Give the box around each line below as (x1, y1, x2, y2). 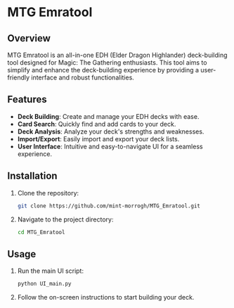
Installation (7, 170, 58, 182)
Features (7, 94, 47, 105)
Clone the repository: (17, 188, 79, 197)
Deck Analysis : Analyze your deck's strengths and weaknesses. (17, 127, 204, 136)
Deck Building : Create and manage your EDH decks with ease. (17, 112, 200, 120)
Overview (7, 32, 51, 44)
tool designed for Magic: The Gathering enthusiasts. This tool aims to (7, 58, 207, 67)
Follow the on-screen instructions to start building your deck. (17, 293, 195, 302)
